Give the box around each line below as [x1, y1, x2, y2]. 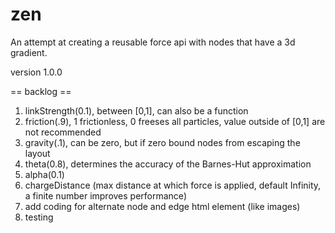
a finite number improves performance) [24, 189, 187, 202]
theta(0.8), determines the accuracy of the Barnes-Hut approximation [24, 158, 312, 170]
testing [24, 211, 54, 223]
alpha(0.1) [24, 168, 65, 180]
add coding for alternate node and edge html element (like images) [24, 200, 301, 212]
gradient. [10, 46, 48, 58]
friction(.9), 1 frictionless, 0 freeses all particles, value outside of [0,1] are [24, 115, 326, 127]
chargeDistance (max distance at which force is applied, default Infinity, [24, 179, 322, 191]
